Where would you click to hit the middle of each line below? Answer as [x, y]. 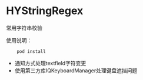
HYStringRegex [45, 11]
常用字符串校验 [24, 28]
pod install [31, 51]
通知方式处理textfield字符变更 [50, 63]
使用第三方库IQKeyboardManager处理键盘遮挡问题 [76, 70]
